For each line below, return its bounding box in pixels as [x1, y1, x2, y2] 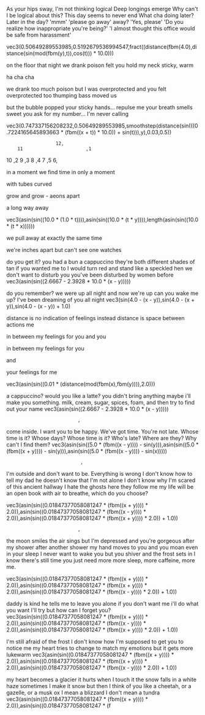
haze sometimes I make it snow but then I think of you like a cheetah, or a [6, 682, 192, 689]
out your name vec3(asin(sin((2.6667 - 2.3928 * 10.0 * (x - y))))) [6, 405, 170, 413]
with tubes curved [6, 180, 52, 188]
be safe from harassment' [6, 31, 72, 39]
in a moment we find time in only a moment [6, 169, 115, 175]
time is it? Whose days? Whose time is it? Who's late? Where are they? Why [6, 435, 197, 442]
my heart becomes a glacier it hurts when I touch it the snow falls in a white [6, 676, 197, 683]
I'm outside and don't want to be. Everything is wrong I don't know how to [6, 470, 193, 477]
